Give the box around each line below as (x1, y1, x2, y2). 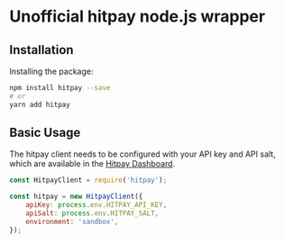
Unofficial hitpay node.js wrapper (9, 6, 266, 27)
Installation (9, 42, 74, 58)
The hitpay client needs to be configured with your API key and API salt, (9, 148, 277, 159)
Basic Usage (9, 125, 81, 140)
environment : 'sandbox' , (25, 217, 119, 226)
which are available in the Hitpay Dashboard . (9, 158, 176, 169)
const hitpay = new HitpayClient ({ (9, 192, 143, 202)
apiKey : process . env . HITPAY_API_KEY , (25, 201, 168, 210)
